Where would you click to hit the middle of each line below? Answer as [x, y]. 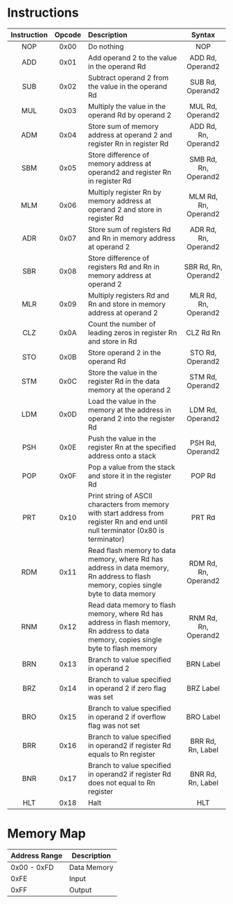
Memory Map [46, 834]
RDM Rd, [203, 563]
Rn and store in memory [127, 304]
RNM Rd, [203, 617]
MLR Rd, [203, 295]
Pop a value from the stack [131, 467]
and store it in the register [130, 475]
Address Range [36, 855]
